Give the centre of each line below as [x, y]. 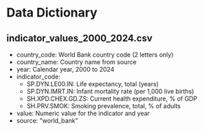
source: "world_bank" [47, 121]
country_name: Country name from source [76, 62]
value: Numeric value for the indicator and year [83, 113]
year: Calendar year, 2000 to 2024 [65, 69]
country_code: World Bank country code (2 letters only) [95, 54]
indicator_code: [38, 77]
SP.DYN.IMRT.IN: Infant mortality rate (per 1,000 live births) [110, 91]
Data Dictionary [52, 13]
